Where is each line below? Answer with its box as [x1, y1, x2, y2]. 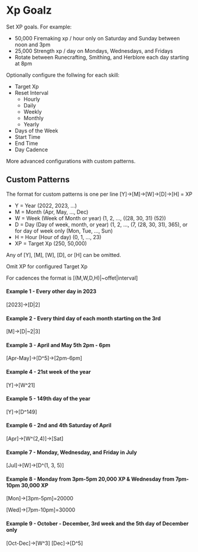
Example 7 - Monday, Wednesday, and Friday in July [6, 449, 137, 456]
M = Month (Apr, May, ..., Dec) [14, 208, 89, 215]
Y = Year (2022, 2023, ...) [14, 202, 77, 209]
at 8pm [14, 60, 33, 67]
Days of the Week [14, 127, 59, 134]
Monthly [23, 114, 44, 122]
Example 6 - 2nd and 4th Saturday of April [6, 422, 112, 429]
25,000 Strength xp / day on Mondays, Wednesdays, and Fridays [14, 47, 173, 54]
